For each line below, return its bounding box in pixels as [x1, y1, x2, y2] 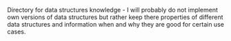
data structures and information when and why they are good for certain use [7, 20, 224, 28]
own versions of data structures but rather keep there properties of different [7, 13, 223, 21]
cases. [7, 27, 26, 36]
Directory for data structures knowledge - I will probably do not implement [7, 6, 219, 14]
